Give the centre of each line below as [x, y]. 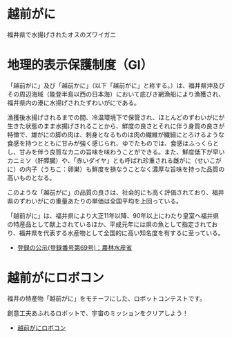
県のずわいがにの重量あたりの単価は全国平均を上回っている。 [95, 201]
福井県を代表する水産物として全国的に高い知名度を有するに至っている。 [122, 232]
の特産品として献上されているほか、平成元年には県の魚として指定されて [109, 224]
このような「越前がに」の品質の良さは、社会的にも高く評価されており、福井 [116, 192]
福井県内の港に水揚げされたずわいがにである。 [74, 102]
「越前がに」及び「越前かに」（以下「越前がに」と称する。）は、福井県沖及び [116, 85]
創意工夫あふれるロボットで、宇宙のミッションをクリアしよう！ [98, 313]
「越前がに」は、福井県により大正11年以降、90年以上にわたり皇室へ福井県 [113, 215]
